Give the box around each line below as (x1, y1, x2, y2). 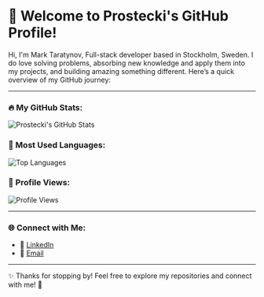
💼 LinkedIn (19, 240, 54, 250)
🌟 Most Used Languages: (8, 139, 106, 150)
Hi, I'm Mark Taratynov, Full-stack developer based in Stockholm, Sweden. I (8, 50, 254, 59)
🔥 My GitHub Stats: (8, 102, 83, 113)
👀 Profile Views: (8, 177, 71, 188)
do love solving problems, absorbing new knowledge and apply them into (8, 58, 246, 68)
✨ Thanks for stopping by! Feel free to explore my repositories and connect (8, 271, 252, 280)
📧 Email (19, 248, 45, 258)
